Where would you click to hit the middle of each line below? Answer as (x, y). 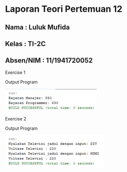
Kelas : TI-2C (25, 43)
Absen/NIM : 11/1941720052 (49, 61)
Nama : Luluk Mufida (37, 27)
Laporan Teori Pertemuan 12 (64, 9)
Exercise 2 (16, 118)
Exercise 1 (15, 72)
